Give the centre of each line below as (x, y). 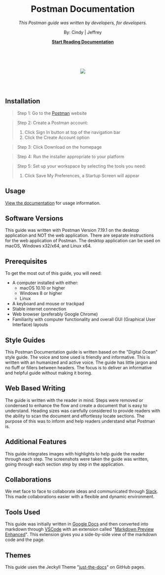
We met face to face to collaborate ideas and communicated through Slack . (82, 491)
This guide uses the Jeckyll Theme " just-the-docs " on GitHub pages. (75, 567)
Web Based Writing (35, 388)
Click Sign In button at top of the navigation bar (72, 132)
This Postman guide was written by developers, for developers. (83, 23)
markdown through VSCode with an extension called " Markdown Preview (80, 529)
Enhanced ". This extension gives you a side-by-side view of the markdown (81, 535)
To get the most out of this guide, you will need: (53, 273)
